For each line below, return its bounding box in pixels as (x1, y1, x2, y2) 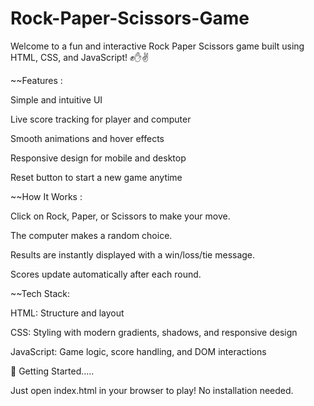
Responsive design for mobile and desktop (10, 152, 187, 164)
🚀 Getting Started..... (10, 365, 95, 377)
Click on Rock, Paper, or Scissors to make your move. (10, 210, 231, 222)
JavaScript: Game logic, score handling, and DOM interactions (10, 345, 267, 357)
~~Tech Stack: (10, 287, 71, 299)
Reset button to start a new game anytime (10, 171, 183, 183)
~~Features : (10, 74, 63, 86)
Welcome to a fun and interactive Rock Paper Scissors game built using (10, 40, 305, 52)
